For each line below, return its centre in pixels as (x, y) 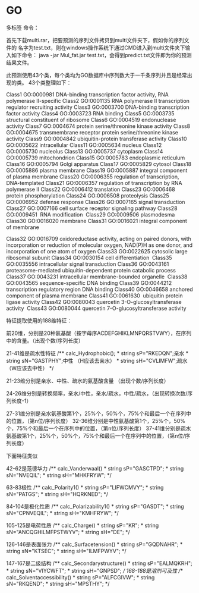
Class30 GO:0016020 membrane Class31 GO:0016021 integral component (97, 221)
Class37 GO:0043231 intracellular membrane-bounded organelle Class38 (97, 277)
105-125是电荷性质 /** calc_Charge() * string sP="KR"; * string (83, 525)
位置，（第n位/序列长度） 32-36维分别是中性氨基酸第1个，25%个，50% (98, 421)
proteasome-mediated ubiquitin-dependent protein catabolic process (91, 270)
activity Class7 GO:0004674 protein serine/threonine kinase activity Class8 (98, 126)
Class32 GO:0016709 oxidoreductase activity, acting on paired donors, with (99, 239)
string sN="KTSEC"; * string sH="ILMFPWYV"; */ (66, 551)
